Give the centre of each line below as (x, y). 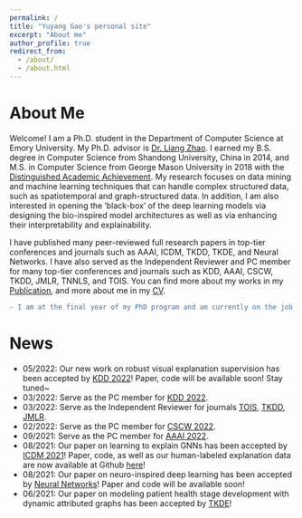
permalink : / (34, 18)
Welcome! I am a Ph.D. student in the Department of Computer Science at (146, 138)
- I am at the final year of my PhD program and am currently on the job (151, 307)
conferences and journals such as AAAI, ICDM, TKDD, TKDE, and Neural (144, 252)
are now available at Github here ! (84, 465)
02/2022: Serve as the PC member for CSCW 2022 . (119, 426)
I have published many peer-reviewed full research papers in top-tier (137, 242)
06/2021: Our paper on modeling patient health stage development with (156, 494)
